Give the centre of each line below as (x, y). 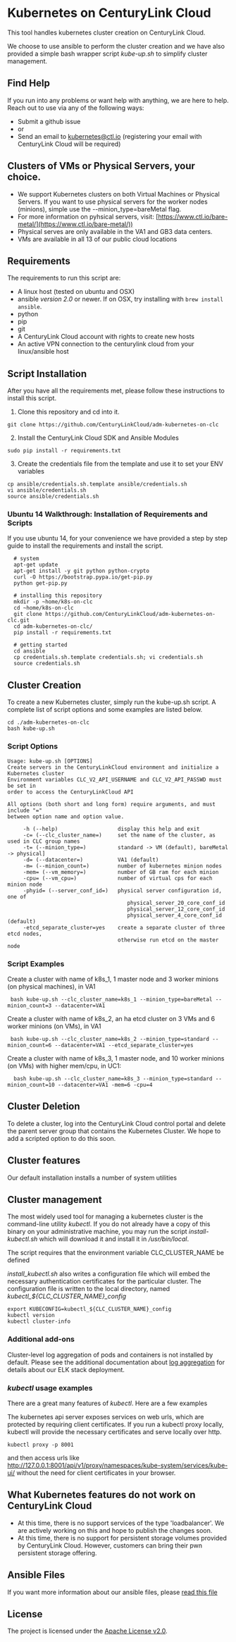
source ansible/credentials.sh (53, 497)
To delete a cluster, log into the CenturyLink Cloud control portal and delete (117, 1123)
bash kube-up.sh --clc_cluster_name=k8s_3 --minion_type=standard (113, 1079)
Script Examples (36, 963)
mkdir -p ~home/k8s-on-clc (53, 602)
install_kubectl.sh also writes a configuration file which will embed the (109, 1274)
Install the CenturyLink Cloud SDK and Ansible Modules (98, 438)
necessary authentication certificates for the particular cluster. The (105, 1281)
